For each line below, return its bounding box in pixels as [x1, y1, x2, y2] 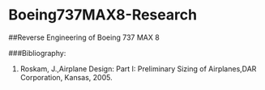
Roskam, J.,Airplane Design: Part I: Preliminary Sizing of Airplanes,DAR [19, 63, 257, 74]
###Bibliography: [8, 48, 66, 58]
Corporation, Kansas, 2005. [19, 72, 113, 82]
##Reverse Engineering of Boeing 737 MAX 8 [8, 32, 160, 42]
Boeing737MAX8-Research [8, 6, 197, 24]
